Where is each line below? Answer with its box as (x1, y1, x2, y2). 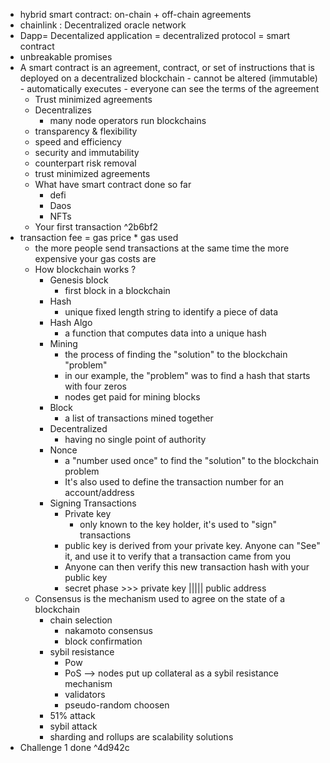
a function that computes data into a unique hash (64, 327, 267, 339)
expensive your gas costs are (34, 253, 157, 264)
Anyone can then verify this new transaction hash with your (64, 561, 310, 573)
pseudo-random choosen (64, 699, 170, 711)
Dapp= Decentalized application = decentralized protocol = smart (19, 30, 291, 41)
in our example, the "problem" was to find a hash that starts (64, 370, 311, 381)
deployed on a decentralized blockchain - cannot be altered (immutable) (19, 72, 318, 84)
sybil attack (49, 720, 98, 732)
